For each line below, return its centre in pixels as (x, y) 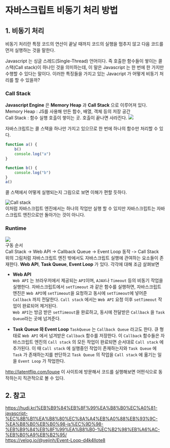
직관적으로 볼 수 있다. (44, 378)
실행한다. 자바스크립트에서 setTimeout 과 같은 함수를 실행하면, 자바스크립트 (87, 287)
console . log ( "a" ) (33, 154)
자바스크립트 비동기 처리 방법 (62, 10)
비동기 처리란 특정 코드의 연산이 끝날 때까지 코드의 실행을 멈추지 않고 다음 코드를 (84, 44)
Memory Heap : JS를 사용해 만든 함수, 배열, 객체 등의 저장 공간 (68, 112)
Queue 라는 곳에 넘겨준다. (37, 318)
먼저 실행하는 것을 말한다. (30, 50)
